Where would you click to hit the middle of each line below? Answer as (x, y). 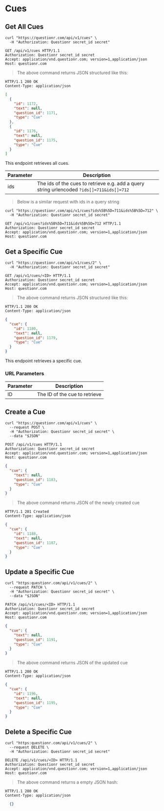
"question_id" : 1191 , (36, 640)
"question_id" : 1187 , (36, 543)
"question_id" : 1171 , (36, 113)
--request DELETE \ (29, 748)
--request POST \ (27, 428)
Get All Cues (24, 27)
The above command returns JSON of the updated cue (72, 663)
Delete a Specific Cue (39, 732)
